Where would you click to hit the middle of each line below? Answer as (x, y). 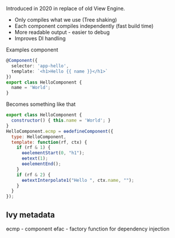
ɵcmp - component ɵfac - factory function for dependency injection (88, 229)
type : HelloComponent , (39, 137)
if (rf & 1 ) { (34, 148)
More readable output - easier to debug (62, 32)
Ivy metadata (31, 215)
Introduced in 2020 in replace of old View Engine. (66, 8)
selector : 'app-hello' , (40, 66)
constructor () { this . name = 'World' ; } (61, 120)
